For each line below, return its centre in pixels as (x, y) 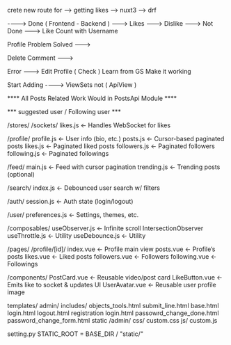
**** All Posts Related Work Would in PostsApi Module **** (92, 98)
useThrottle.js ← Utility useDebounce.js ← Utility (77, 235)
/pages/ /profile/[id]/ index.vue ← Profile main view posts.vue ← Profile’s (111, 249)
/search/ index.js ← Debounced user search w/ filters (83, 188)
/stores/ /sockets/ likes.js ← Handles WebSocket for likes (89, 125)
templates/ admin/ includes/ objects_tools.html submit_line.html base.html (113, 306)
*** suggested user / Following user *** (64, 112)
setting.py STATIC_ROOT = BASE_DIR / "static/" (75, 334)
